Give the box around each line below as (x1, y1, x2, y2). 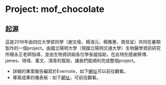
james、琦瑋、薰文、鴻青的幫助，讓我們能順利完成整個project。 (5, 57, 138, 63)
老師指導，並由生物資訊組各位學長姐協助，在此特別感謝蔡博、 (22, 51, 151, 57)
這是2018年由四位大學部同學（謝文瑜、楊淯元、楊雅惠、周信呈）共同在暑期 (5, 39, 161, 44)
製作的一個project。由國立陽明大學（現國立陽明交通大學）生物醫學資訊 (5, 45, 152, 51)
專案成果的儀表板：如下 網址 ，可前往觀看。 (12, 74, 101, 80)
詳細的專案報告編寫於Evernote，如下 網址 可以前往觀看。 (12, 68, 128, 74)
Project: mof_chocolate (5, 3, 105, 15)
